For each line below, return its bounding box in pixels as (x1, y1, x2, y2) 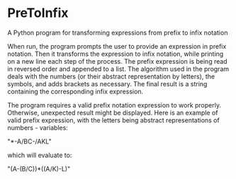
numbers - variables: (7, 123, 69, 132)
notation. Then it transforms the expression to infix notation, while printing (7, 50, 224, 58)
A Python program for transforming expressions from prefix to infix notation (7, 28, 228, 37)
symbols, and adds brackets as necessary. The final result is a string (7, 79, 208, 88)
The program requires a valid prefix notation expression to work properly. (7, 100, 222, 109)
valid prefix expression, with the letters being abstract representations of (7, 115, 220, 125)
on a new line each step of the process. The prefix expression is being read (7, 57, 228, 65)
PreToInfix (7, 5, 69, 21)
